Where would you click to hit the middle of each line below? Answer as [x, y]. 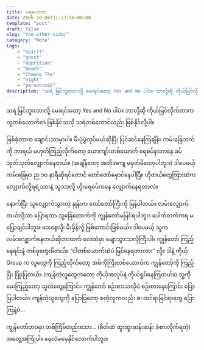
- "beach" [30, 68]
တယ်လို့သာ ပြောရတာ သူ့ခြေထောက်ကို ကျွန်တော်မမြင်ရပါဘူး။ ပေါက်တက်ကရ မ [100, 215]
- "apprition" [35, 63]
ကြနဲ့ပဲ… [16, 310]
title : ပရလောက [26, 12]
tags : [13, 46]
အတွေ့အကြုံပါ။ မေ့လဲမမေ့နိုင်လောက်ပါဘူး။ [57, 338]
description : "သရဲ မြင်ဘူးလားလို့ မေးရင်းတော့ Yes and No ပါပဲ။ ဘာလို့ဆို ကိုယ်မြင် [100, 91]
